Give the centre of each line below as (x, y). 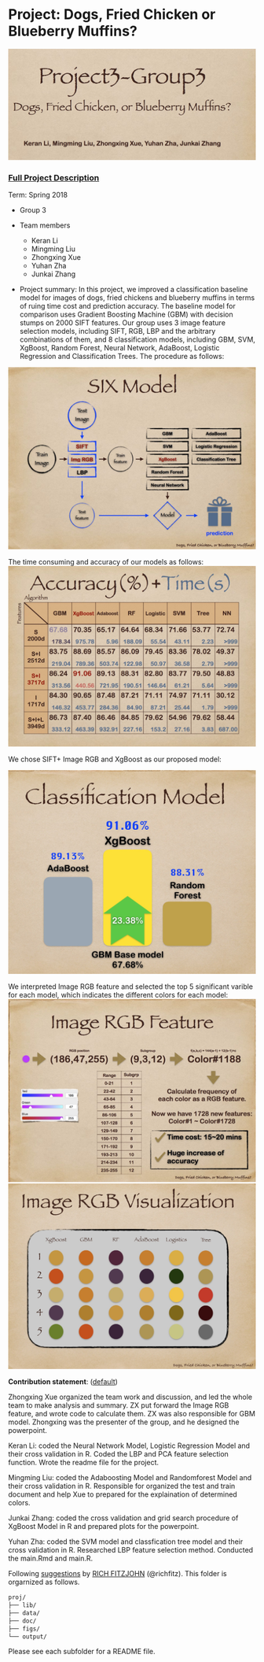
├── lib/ (22, 1605)
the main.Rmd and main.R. (51, 1558)
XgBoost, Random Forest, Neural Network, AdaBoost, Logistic (119, 348)
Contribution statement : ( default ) (63, 1381)
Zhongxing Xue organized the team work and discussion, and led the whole (130, 1397)
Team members (45, 225)
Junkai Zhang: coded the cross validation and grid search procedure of (123, 1518)
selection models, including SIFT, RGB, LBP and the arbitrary (117, 331)
